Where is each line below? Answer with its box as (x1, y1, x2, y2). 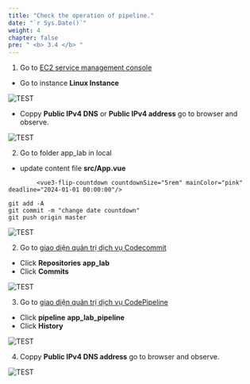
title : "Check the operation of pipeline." (8, 11, 155, 20)
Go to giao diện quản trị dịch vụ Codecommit (19, 243, 167, 252)
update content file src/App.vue (19, 163, 126, 173)
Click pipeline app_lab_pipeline (19, 313, 125, 322)
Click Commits (19, 267, 69, 276)
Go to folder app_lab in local (19, 148, 113, 158)
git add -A (8, 200, 44, 208)
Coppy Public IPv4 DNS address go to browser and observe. (19, 352, 220, 362)
